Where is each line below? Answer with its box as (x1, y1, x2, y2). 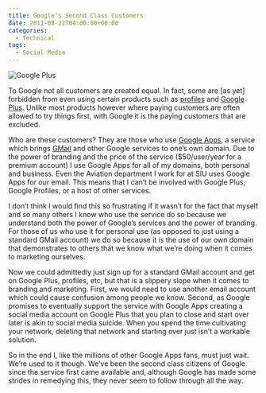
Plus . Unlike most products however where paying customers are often (8, 103, 241, 112)
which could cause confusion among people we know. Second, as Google (8, 293, 250, 302)
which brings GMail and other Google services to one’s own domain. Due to (8, 144, 255, 153)
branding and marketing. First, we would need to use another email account (8, 284, 256, 294)
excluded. (8, 120, 41, 129)
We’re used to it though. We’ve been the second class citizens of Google (8, 359, 246, 368)
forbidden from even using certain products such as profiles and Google (8, 95, 245, 103)
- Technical (15, 33, 56, 42)
